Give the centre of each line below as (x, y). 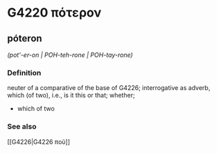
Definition (24, 73)
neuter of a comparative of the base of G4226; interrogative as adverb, (109, 88)
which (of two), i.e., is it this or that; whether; (71, 96)
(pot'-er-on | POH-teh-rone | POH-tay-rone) (70, 55)
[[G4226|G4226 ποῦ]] (39, 142)
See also (22, 127)
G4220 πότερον (54, 13)
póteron (25, 38)
